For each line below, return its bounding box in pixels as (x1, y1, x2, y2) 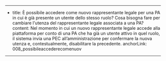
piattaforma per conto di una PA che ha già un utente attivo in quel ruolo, (12, 30, 161, 36)
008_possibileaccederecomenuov (12, 46, 82, 52)
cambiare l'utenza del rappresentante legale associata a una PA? (12, 20, 144, 26)
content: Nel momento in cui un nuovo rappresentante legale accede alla (12, 25, 161, 31)
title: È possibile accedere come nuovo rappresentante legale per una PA (12, 10, 161, 15)
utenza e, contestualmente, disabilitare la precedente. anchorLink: (12, 41, 147, 46)
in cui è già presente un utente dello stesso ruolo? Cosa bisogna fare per (12, 15, 161, 20)
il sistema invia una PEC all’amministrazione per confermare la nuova (12, 36, 152, 41)
